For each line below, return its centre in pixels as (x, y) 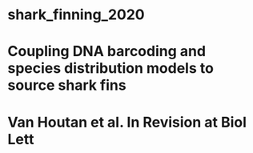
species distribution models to (110, 68)
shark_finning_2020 (76, 15)
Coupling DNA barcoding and (106, 52)
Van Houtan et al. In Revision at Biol (127, 122)
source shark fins (67, 85)
